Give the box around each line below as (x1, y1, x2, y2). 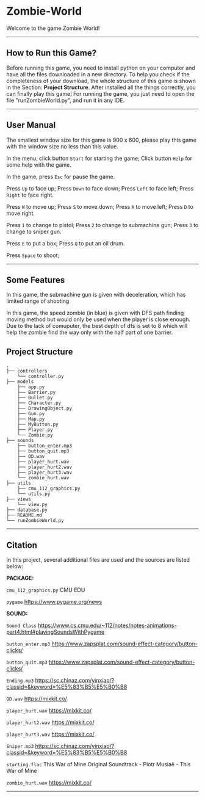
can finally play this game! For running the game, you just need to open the (6, 90, 195, 97)
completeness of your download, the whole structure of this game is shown (6, 77, 196, 84)
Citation (6, 540, 38, 550)
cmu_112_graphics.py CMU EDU (6, 586, 85, 593)
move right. (6, 209, 35, 217)
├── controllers (6, 368, 48, 374)
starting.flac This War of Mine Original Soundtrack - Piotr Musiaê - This (6, 761, 191, 767)
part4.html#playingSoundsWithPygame (6, 628, 105, 636)
